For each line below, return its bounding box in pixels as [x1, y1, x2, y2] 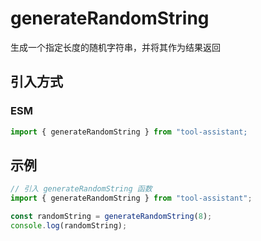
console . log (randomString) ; [10, 220, 128, 231]
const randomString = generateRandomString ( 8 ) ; [10, 212, 213, 222]
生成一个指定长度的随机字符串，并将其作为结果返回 [10, 41, 221, 53]
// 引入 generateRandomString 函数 [10, 184, 153, 194]
